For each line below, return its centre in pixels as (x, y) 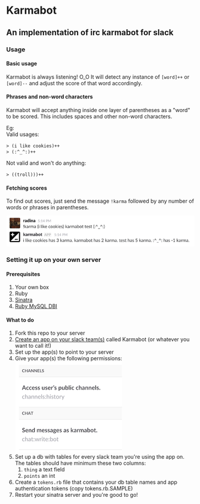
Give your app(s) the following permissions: (68, 358)
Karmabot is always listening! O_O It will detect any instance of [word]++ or (98, 77)
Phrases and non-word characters (50, 97)
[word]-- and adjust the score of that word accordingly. (74, 83)
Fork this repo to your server (50, 333)
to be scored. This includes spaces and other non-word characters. (89, 116)
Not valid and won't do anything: (46, 163)
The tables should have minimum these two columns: (80, 463)
